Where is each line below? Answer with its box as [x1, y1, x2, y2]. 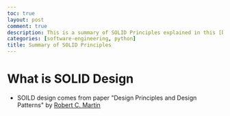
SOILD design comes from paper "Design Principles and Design [16, 93, 197, 102]
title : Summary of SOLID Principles [7, 42, 112, 48]
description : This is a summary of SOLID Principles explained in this [7, 29, 216, 36]
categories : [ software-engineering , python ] [7, 35, 136, 42]
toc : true [7, 10, 36, 17]
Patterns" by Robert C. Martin [16, 100, 101, 109]
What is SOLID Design [7, 71, 134, 87]
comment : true [7, 23, 48, 29]
